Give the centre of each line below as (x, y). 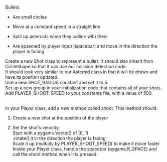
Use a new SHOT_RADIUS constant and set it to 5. (57, 83)
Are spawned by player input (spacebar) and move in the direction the (85, 46)
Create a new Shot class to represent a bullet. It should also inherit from (79, 61)
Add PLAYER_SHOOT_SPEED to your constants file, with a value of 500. (79, 93)
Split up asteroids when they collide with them (60, 36)
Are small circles (30, 17)
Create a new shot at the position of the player (60, 118)
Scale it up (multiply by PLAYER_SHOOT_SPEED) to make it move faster (86, 143)
